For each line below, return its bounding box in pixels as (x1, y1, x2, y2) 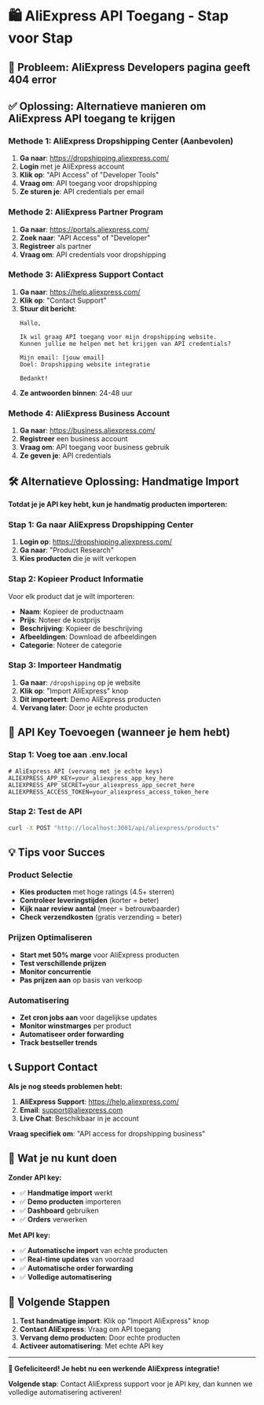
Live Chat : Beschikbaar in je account (19, 1113, 139, 1123)
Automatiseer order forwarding (19, 1030, 124, 1039)
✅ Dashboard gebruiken (19, 1206, 100, 1215)
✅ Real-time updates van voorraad (19, 1254, 134, 1264)
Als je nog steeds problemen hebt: (8, 1081, 123, 1091)
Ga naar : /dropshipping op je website (19, 678, 141, 687)
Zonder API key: (8, 1173, 62, 1182)
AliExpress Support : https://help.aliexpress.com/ (19, 1097, 179, 1106)
